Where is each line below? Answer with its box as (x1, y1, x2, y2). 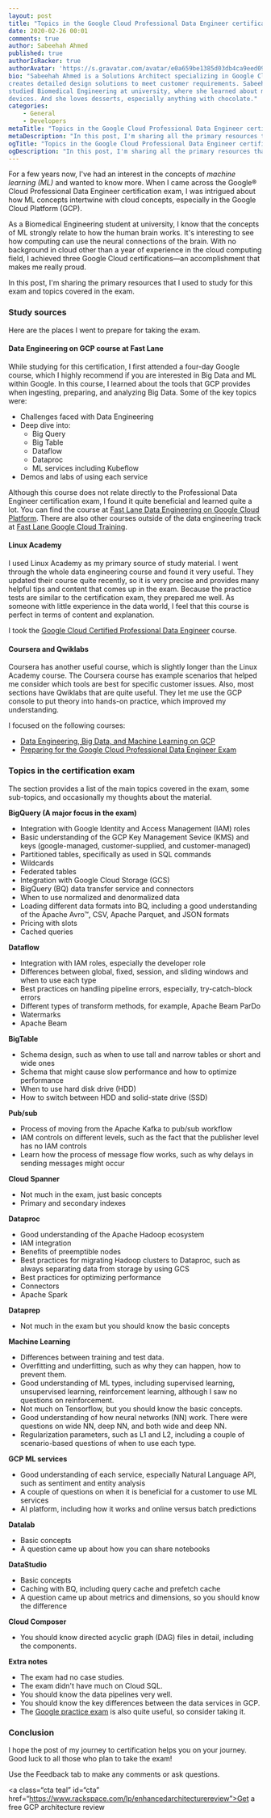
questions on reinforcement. (19, 1395, 115, 1405)
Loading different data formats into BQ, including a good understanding (19, 901, 257, 911)
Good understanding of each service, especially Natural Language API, (19, 1469, 256, 1479)
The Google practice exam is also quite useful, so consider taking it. (19, 1706, 246, 1716)
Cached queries (19, 927, 74, 936)
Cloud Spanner (8, 1173, 60, 1183)
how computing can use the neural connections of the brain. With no (8, 236, 236, 247)
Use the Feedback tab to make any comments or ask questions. (8, 1769, 220, 1779)
